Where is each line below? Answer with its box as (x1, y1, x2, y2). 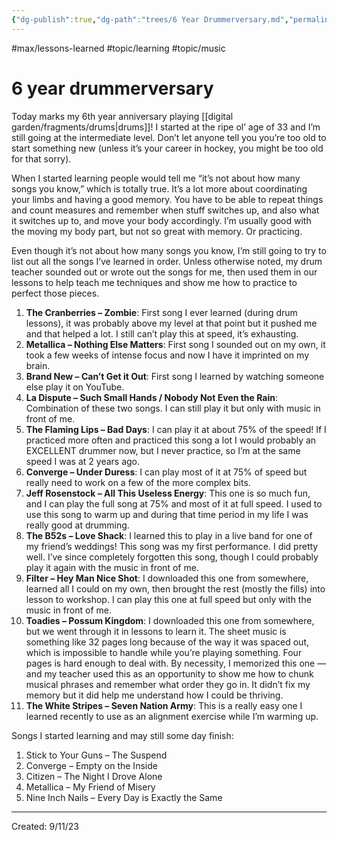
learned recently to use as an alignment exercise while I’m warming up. (25, 710, 319, 722)
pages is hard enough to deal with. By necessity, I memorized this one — (25, 657, 327, 669)
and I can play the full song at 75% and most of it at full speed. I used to (25, 497, 323, 510)
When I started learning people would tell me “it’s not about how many (11, 172, 301, 184)
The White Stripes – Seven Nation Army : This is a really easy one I (25, 699, 303, 711)
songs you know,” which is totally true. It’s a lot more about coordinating (11, 182, 308, 195)
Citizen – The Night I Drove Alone (25, 770, 163, 782)
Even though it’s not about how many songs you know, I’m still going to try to (11, 244, 327, 256)
